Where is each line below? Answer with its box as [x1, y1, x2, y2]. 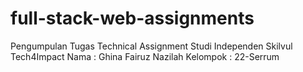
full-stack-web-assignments [10, 7, 255, 30]
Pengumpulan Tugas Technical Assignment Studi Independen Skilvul [10, 40, 293, 52]
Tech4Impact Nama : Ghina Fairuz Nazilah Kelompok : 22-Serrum [10, 50, 280, 62]
